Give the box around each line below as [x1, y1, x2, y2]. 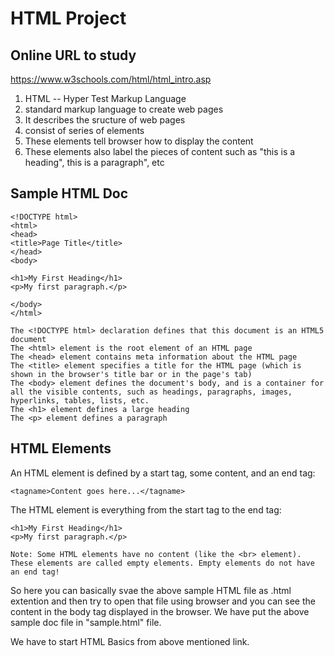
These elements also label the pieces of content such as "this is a [24, 146, 296, 157]
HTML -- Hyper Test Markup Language [24, 93, 187, 104]
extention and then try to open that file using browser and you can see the [10, 595, 316, 607]
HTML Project [10, 7, 127, 30]
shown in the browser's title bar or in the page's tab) [10, 369, 253, 379]
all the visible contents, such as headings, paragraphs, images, [10, 387, 293, 397]
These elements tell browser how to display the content [24, 135, 254, 147]
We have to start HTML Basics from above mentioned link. [10, 635, 250, 647]
